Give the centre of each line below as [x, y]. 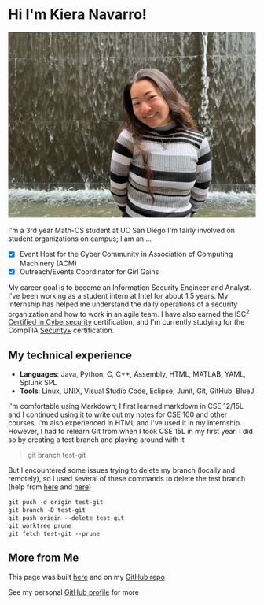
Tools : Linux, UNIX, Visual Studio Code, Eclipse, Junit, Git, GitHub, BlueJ [137, 391]
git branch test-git [57, 455]
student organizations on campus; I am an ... [80, 239]
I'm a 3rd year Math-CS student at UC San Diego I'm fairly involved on [122, 231]
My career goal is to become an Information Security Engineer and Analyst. [130, 287]
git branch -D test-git [47, 510]
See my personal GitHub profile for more [74, 592]
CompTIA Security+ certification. [61, 330]
